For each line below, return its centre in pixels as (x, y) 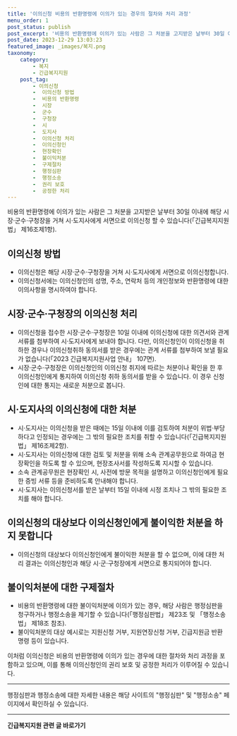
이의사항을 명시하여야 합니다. (57, 290)
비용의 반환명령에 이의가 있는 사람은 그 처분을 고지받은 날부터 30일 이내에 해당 (115, 211)
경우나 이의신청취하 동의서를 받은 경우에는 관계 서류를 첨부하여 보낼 (123, 350)
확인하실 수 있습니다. (60, 704)
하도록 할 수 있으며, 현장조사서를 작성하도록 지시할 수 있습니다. (128, 463)
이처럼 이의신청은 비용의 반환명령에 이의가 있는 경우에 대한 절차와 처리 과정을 (113, 656)
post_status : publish (39, 27)
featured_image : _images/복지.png (56, 47)
